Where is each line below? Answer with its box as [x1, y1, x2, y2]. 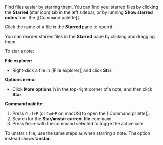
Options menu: [5, 77, 36, 82]
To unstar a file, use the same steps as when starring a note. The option [5, 130, 151, 136]
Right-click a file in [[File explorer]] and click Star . [12, 67, 113, 73]
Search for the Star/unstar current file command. [12, 116, 113, 121]
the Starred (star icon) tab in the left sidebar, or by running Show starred [5, 9, 153, 15]
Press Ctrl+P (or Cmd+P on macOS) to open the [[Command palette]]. [12, 110, 150, 116]
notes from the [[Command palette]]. [5, 15, 80, 20]
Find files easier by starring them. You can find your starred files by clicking [5, 4, 158, 10]
